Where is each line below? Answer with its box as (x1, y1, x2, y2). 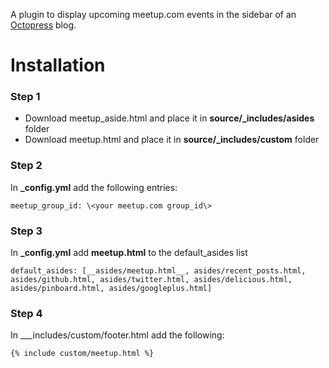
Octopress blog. (10, 19, 77, 31)
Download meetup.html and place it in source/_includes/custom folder (24, 134, 320, 146)
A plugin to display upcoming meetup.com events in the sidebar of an (10, 9, 297, 20)
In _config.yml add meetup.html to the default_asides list (10, 247, 248, 259)
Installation (10, 54, 106, 77)
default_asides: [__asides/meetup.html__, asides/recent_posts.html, (10, 266, 307, 276)
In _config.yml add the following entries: (10, 181, 178, 193)
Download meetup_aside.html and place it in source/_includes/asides (24, 112, 315, 124)
